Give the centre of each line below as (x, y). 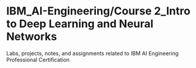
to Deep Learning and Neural (80, 24)
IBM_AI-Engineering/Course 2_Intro (98, 11)
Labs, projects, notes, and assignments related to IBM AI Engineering (93, 53)
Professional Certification (38, 60)
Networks (32, 37)
